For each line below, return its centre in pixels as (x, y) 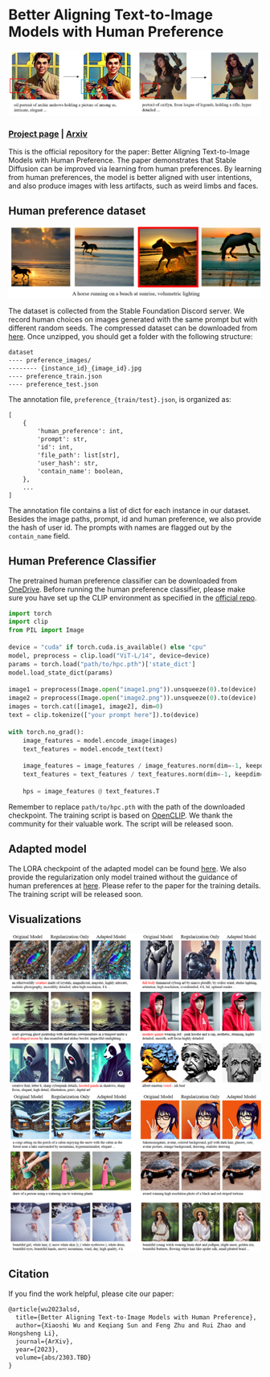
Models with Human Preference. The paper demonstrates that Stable (123, 160)
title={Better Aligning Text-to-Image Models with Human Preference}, (136, 1317)
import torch (30, 613)
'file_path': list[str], (79, 455)
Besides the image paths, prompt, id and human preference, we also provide (135, 518)
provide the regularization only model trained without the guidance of (123, 877)
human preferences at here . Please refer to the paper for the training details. (135, 885)
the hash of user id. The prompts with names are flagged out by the (120, 527)
